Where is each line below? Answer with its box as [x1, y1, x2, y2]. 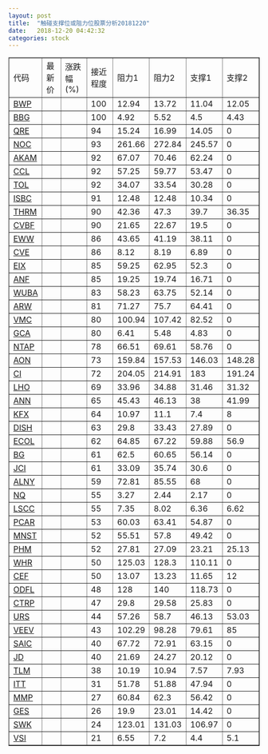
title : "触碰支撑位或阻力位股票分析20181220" [8, 19, 150, 27]
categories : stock [8, 34, 69, 42]
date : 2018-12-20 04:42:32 [8, 26, 105, 34]
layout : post [8, 11, 52, 20]
